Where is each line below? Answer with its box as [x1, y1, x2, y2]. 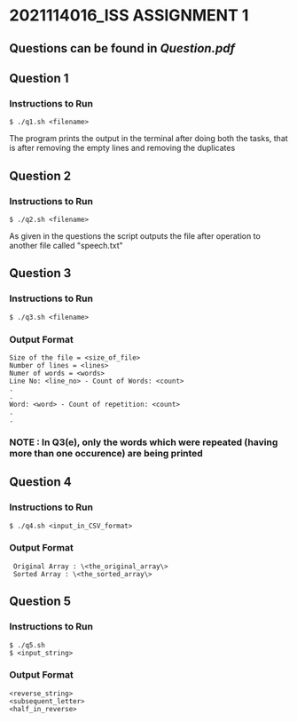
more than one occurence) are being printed [9, 447, 204, 459]
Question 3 [9, 266, 72, 281]
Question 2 [9, 168, 72, 183]
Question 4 [9, 474, 73, 489]
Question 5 [9, 594, 72, 609]
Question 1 [9, 70, 69, 85]
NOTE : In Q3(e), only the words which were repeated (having [9, 436, 278, 448]
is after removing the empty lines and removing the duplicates [9, 143, 236, 154]
